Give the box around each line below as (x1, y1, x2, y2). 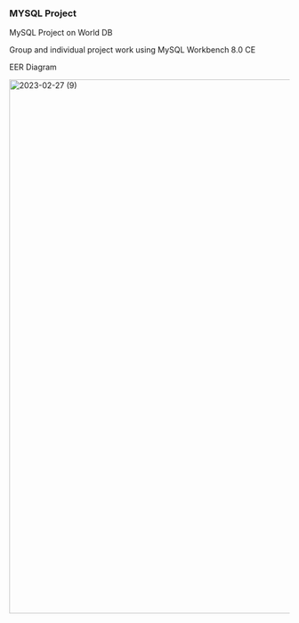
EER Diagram (9, 61, 58, 73)
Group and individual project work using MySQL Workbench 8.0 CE (9, 44, 256, 55)
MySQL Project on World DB (9, 28, 113, 38)
